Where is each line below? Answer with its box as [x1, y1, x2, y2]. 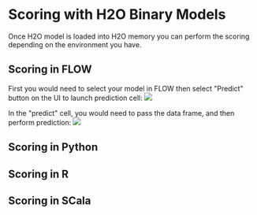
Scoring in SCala [8, 194, 91, 207]
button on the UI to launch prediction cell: [8, 93, 143, 102]
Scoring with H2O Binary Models [8, 6, 226, 24]
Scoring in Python [8, 140, 99, 154]
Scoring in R [8, 167, 69, 180]
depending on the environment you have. [8, 39, 142, 49]
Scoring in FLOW [8, 63, 92, 76]
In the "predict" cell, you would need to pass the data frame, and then [8, 108, 235, 117]
